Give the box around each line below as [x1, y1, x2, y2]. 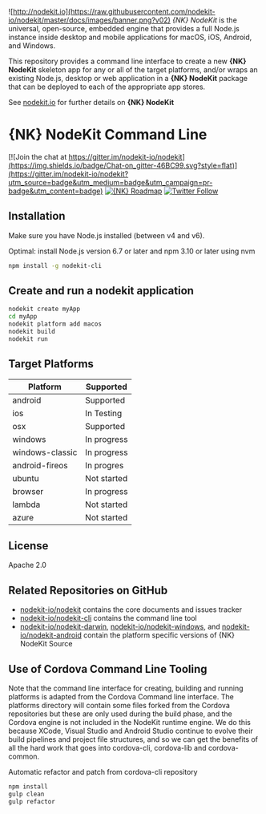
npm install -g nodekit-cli [8, 261, 103, 269]
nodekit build [8, 328, 56, 336]
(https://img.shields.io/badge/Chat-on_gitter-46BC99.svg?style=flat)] [8, 160, 238, 170]
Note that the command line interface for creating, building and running [8, 683, 244, 693]
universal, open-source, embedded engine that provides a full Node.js [8, 24, 240, 33]
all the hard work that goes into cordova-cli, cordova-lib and [8, 743, 207, 753]
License [8, 539, 49, 553]
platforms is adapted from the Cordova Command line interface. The [8, 692, 234, 702]
